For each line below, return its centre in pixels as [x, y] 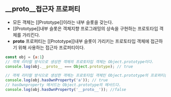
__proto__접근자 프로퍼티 [43, 9]
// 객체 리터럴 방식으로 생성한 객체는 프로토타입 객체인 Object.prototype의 [77, 76]
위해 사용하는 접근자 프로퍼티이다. [51, 47]
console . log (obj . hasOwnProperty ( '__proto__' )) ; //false [66, 90]
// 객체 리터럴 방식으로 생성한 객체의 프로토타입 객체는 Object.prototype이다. [80, 62]
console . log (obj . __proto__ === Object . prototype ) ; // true [69, 66]
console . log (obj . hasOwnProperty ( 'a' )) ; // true [57, 80]
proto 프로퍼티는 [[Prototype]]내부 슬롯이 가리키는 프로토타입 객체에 [81, 41]
